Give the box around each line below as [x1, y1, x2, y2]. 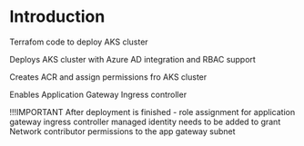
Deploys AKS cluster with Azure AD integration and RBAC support [9, 54, 257, 64]
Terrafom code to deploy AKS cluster [9, 36, 148, 47]
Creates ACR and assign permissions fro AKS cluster [9, 71, 208, 83]
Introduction [9, 6, 106, 27]
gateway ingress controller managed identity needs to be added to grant [9, 116, 281, 127]
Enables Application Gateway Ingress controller [9, 89, 187, 100]
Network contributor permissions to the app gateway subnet [9, 125, 236, 137]
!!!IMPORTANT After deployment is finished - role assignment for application [9, 106, 296, 117]
